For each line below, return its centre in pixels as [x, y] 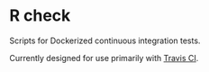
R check [40, 16]
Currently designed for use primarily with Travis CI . [104, 58]
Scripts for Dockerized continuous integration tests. [105, 40]
